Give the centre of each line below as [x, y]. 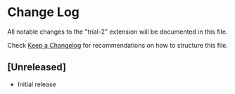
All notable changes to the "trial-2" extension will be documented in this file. [118, 32]
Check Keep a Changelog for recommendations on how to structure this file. [118, 45]
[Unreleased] [37, 67]
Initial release [37, 84]
